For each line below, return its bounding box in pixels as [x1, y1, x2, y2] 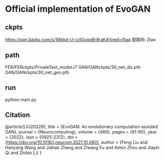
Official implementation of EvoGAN [5, 3, 151, 15]
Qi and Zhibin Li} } [5, 150, 42, 156]
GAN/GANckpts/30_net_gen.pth [5, 69, 70, 75]
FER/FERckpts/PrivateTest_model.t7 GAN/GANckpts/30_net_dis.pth [5, 64, 141, 70]
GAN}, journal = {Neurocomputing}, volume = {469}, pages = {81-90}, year [5, 129, 157, 135]
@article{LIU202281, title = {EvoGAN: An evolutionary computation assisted [5, 124, 158, 130]
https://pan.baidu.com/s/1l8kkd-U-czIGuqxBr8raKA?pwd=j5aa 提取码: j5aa [5, 37, 156, 42]
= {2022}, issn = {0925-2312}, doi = [5, 134, 78, 140]
